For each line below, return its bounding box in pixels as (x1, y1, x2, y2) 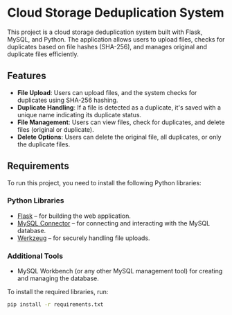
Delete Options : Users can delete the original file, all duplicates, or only (17, 133, 222, 141)
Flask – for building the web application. (17, 212, 132, 220)
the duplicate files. (17, 140, 71, 148)
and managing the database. (17, 274, 99, 282)
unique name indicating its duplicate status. (17, 110, 142, 119)
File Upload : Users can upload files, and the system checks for (17, 88, 197, 96)
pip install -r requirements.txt (7, 301, 104, 308)
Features (7, 70, 46, 82)
